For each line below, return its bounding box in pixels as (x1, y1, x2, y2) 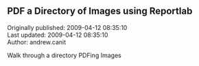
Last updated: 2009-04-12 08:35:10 (7, 31, 108, 39)
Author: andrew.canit (7, 37, 67, 46)
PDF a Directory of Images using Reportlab (7, 5, 193, 17)
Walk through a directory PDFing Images (7, 51, 121, 59)
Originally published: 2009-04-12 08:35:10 (7, 23, 128, 31)
